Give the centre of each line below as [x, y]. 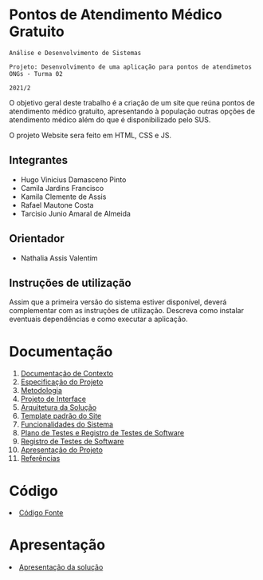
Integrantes [39, 160]
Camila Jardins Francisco [62, 188]
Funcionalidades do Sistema [67, 424]
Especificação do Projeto [62, 382]
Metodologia [41, 391]
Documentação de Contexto [67, 374]
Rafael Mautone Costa [57, 205]
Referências [40, 459]
